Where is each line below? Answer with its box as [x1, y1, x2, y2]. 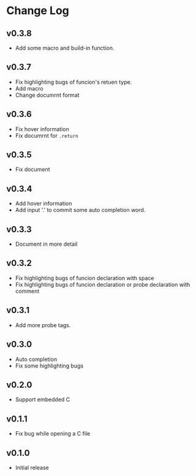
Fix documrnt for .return [15, 132, 78, 139]
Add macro [15, 85, 44, 92]
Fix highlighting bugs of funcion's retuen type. [15, 78, 132, 86]
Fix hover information [15, 125, 69, 132]
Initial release [15, 464, 49, 471]
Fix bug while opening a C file [15, 430, 91, 437]
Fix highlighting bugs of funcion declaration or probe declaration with [15, 281, 190, 288]
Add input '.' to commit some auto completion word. [15, 206, 146, 214]
